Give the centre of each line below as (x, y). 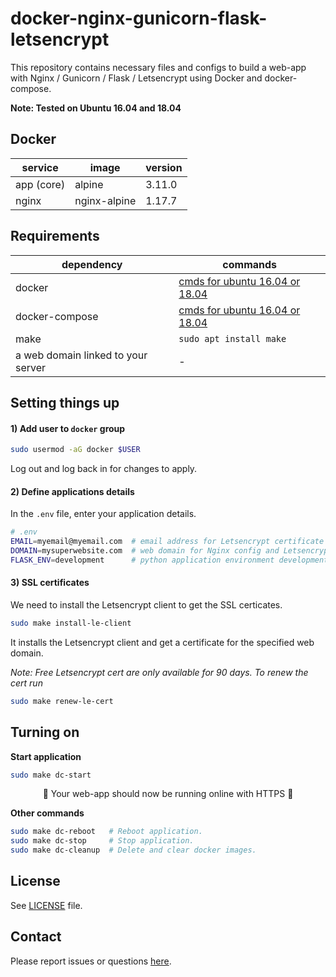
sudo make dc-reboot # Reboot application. (106, 832)
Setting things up (65, 402)
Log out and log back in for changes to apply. (104, 469)
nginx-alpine (105, 200)
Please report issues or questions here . (91, 961)
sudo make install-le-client (71, 623)
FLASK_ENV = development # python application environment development (169, 560)
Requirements (55, 236)
